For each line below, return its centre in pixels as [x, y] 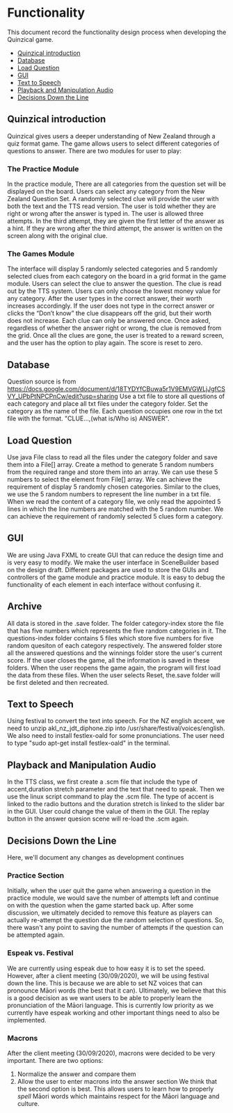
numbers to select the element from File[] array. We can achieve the [105, 479]
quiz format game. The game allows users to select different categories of [113, 143]
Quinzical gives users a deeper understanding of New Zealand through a [111, 136]
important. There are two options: [55, 1060]
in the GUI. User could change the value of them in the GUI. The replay [109, 812]
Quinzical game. [30, 39]
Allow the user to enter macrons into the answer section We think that [117, 1081]
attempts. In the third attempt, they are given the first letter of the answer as [116, 221]
